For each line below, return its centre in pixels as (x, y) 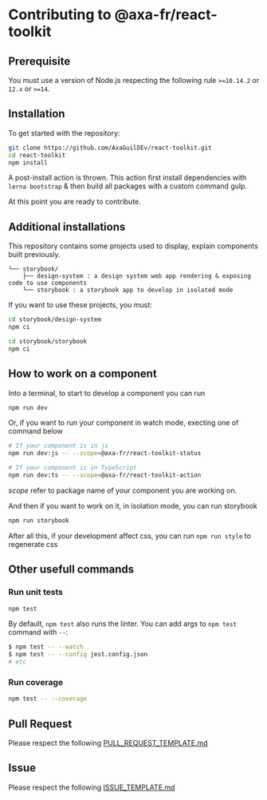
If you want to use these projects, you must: (80, 305)
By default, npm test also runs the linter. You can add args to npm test (123, 624)
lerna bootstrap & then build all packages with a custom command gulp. (128, 186)
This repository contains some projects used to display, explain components (133, 246)
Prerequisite (39, 61)
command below (36, 431)
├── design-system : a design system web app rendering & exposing (137, 276)
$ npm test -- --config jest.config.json (78, 655)
